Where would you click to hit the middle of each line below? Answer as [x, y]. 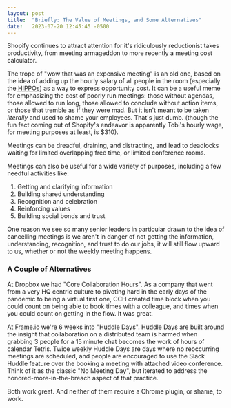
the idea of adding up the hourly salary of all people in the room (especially [114, 81]
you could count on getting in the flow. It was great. [80, 313]
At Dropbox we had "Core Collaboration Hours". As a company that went [110, 284]
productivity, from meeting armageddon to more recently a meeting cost [110, 53]
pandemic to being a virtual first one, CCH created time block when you [109, 299]
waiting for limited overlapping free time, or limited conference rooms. [107, 153]
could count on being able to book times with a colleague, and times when [113, 306]
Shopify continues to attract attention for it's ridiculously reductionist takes [113, 46]
